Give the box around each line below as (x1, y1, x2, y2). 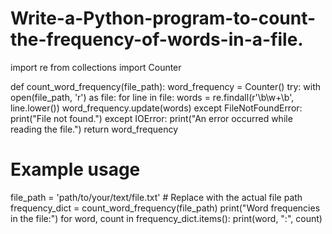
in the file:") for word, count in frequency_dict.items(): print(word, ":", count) (10, 212, 323, 224)
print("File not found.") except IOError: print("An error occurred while (10, 112, 293, 124)
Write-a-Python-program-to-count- (10, 7, 317, 30)
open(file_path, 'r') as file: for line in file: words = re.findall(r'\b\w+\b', (10, 91, 295, 103)
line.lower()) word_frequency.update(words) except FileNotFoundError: (10, 102, 303, 114)
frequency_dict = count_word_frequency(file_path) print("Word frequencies (10, 202, 321, 214)
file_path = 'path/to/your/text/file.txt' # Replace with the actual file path (10, 191, 303, 203)
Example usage (10, 158, 141, 181)
